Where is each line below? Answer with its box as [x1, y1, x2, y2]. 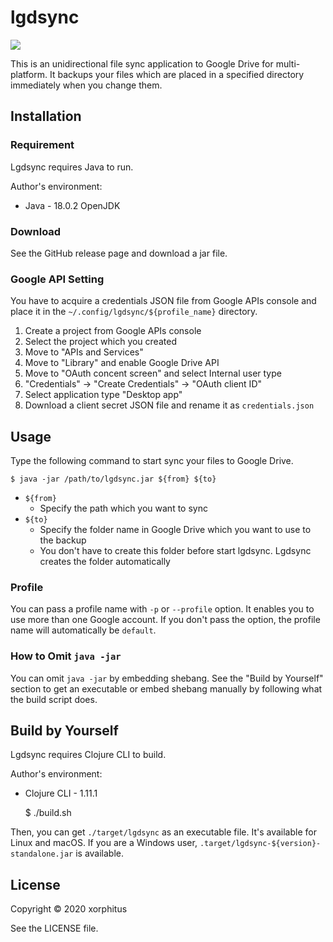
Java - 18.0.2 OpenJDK [24, 199, 121, 211]
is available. [75, 847, 125, 860]
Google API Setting [10, 272, 105, 286]
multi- [275, 57, 301, 70]
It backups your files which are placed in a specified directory [49, 68, 305, 80]
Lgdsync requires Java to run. [10, 161, 134, 173]
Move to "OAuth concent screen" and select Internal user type [24, 367, 282, 380]
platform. [10, 68, 48, 80]
